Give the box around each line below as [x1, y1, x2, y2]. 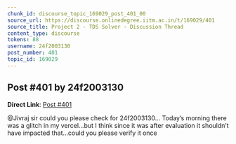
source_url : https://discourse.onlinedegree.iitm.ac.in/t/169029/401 [7, 17, 216, 24]
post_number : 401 [7, 50, 58, 57]
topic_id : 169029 [7, 56, 58, 63]
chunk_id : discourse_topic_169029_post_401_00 [7, 10, 146, 17]
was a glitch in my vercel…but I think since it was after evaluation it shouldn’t [7, 121, 229, 129]
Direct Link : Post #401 [7, 100, 72, 108]
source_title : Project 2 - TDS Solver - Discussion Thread [7, 23, 184, 30]
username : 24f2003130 [7, 43, 71, 50]
